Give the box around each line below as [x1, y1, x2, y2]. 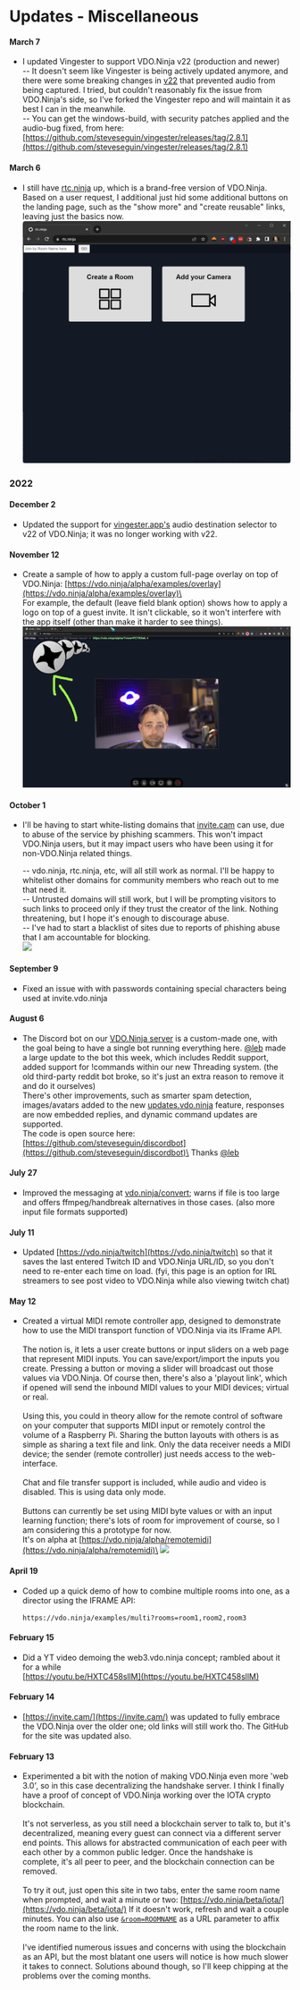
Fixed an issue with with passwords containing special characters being [21, 982, 287, 994]
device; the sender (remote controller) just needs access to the [21, 1449, 254, 1459]
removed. [21, 1866, 58, 1876]
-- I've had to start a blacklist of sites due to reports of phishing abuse [21, 923, 280, 933]
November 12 [9, 549, 60, 560]
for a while [21, 1662, 62, 1672]
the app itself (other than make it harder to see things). [21, 617, 223, 627]
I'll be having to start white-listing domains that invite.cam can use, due [21, 820, 285, 830]
